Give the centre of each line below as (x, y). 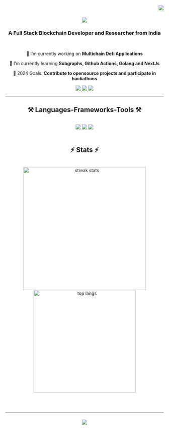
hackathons (84, 79)
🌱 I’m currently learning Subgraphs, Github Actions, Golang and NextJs (84, 64)
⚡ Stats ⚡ (84, 150)
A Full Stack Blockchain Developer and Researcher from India (84, 33)
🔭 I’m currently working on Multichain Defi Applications (84, 54)
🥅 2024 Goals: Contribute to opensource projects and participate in (84, 73)
